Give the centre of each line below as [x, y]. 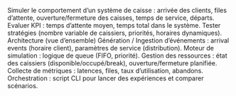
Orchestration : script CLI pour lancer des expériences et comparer [106, 78]
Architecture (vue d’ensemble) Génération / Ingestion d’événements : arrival [118, 41]
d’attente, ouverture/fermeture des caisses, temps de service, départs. [111, 18]
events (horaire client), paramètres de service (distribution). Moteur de [111, 48]
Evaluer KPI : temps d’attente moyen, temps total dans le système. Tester [114, 25]
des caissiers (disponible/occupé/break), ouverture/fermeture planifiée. [112, 63]
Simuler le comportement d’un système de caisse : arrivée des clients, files [117, 10]
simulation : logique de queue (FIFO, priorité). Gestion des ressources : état [117, 55]
